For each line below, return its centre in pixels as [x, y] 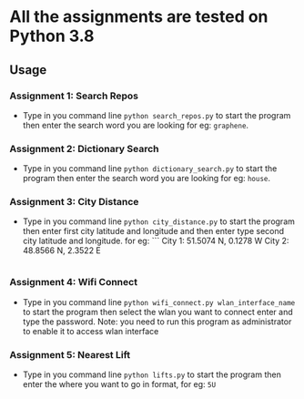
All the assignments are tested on [139, 17]
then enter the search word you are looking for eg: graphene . [135, 125]
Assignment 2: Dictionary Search [84, 148]
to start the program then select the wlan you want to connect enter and [157, 312]
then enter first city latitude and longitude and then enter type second [153, 231]
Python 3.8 [52, 36]
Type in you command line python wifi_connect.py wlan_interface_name [159, 302]
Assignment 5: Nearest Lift [70, 354]
